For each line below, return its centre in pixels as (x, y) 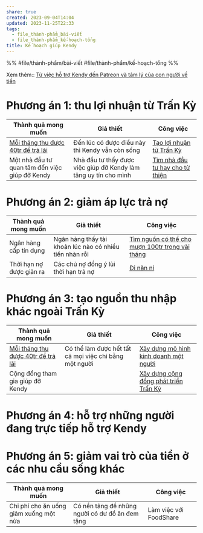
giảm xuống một (32, 514)
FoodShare (163, 517)
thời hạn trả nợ (74, 271)
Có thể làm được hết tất (98, 348)
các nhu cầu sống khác (66, 469)
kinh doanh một (162, 356)
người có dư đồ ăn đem (106, 514)
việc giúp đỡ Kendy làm (107, 167)
